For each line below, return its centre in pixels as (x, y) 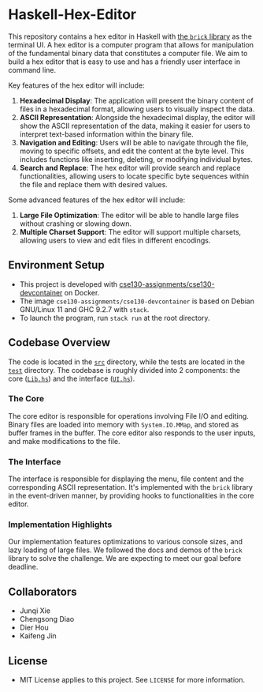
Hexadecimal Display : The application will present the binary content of (136, 100)
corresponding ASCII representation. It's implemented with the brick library (131, 487)
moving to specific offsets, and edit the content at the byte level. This (132, 151)
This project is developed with (69, 284)
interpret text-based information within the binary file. (107, 134)
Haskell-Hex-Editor (72, 15)
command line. (32, 70)
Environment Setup (56, 265)
